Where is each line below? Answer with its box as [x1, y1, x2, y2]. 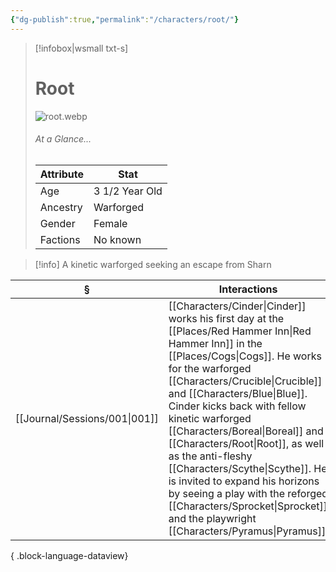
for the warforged [168, 361, 252, 375]
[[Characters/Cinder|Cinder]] [168, 299, 307, 313]
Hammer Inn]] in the [168, 336, 263, 350]
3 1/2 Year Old [93, 184, 163, 198]
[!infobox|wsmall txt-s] [34, 42, 129, 54]
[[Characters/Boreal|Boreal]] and [168, 424, 324, 438]
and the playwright [168, 511, 257, 525]
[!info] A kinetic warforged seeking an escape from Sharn [34, 258, 272, 270]
